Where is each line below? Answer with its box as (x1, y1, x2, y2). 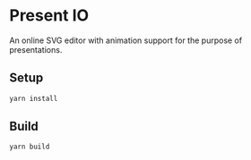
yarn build (9, 142, 50, 152)
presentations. (9, 44, 63, 55)
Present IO (9, 5, 90, 26)
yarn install (9, 94, 58, 103)
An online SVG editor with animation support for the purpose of (9, 35, 243, 46)
